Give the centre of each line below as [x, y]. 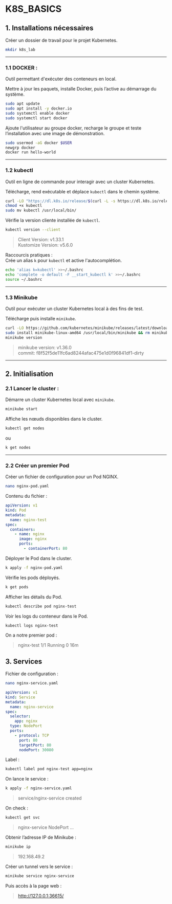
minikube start [21, 409]
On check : [17, 808]
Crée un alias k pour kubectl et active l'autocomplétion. [63, 261]
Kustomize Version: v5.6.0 [45, 245]
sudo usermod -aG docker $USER [39, 143]
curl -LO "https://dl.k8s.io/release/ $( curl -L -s [60, 201]
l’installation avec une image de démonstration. [55, 133]
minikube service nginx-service [40, 876]
